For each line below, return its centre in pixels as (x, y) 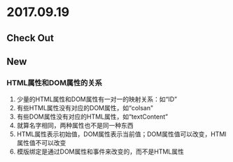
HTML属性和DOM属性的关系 (55, 82)
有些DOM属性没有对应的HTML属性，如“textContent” (92, 117)
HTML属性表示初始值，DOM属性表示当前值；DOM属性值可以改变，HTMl (121, 134)
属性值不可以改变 (41, 143)
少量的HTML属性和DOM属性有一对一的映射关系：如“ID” (97, 99)
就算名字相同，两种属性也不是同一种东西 (75, 126)
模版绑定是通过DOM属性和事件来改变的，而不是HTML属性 (100, 152)
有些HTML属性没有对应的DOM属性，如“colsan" (85, 108)
